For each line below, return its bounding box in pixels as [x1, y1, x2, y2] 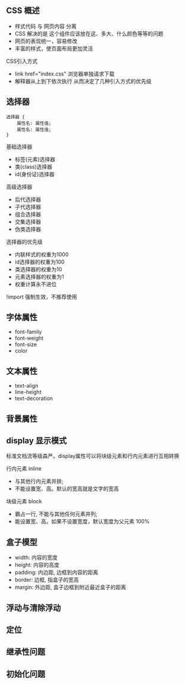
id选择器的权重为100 [14, 258, 65, 265]
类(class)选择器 [14, 163, 53, 170]
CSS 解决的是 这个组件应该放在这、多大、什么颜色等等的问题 [14, 30, 164, 37]
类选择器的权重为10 [14, 265, 62, 272]
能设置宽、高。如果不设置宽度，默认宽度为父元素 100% [14, 518, 150, 525]
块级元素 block [6, 498, 42, 505]
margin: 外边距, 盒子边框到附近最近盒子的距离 [14, 583, 126, 591]
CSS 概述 [6, 5, 40, 16]
